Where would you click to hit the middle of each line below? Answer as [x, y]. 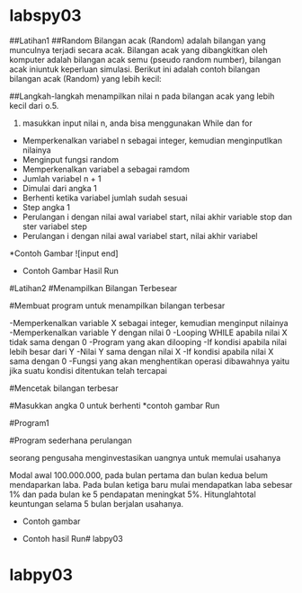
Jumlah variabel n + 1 [62, 178]
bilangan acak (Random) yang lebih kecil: [85, 78]
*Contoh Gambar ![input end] [64, 253]
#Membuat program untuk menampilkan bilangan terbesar [117, 305]
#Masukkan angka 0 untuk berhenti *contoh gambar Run [115, 405]
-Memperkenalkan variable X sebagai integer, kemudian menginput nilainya [149, 323]
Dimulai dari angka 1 [59, 188]
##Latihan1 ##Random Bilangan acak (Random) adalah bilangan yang [138, 40]
